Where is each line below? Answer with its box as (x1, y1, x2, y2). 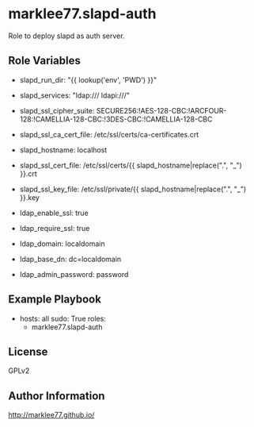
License (8, 344, 48, 358)
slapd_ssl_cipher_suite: (19, 106, 95, 115)
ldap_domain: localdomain (19, 239, 105, 248)
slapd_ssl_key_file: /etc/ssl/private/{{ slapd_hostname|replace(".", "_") (19, 184, 247, 194)
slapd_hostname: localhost (19, 144, 108, 155)
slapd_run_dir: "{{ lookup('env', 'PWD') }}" (19, 75, 157, 84)
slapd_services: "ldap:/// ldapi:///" (19, 90, 131, 100)
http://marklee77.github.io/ (8, 410, 95, 420)
